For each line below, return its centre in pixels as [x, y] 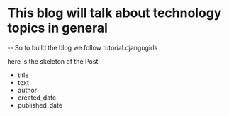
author [27, 90]
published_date [40, 105]
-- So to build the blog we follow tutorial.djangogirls [83, 47]
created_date [37, 98]
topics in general [58, 28]
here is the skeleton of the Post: [54, 61]
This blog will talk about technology [114, 13]
